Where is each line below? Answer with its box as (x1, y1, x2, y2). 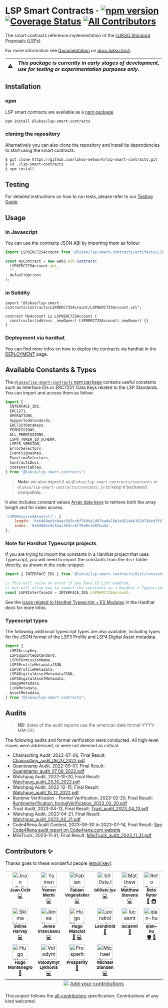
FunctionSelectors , (9, 455, 50, 461)
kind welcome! (5, 998, 35, 1004)
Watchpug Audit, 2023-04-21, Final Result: (12, 811, 101, 817)
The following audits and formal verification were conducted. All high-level (5, 737, 159, 743)
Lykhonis (39, 965, 58, 970)
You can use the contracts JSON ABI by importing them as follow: (5, 240, 140, 246)
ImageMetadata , (9, 681, 41, 686)
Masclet (68, 929, 85, 934)
